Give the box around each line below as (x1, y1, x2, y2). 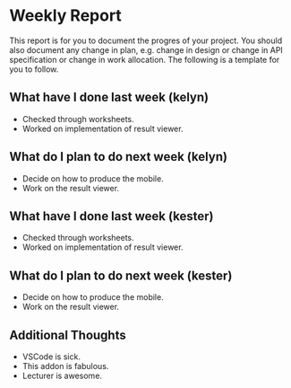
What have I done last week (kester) (9, 208, 214, 224)
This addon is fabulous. (21, 361, 109, 371)
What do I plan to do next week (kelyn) (9, 149, 228, 164)
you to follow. (9, 64, 59, 75)
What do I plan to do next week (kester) (9, 268, 233, 283)
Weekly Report (9, 5, 123, 26)
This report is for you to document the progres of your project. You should (9, 35, 283, 46)
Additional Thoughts (9, 327, 127, 342)
